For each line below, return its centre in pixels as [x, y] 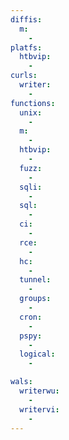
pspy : [31, 336]
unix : [31, 112]
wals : [21, 382]
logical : [37, 354]
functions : [33, 103]
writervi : [39, 409]
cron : [31, 317]
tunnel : [35, 280]
